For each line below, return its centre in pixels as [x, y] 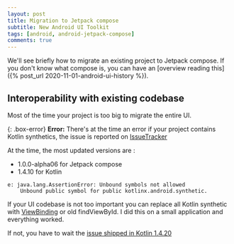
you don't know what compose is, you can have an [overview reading [109, 68]
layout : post [27, 14]
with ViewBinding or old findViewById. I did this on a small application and [115, 211]
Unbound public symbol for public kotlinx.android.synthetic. [114, 191]
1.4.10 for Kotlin [40, 171]
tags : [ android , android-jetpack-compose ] [71, 34]
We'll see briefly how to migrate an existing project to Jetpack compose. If [116, 60]
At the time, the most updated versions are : [71, 150]
